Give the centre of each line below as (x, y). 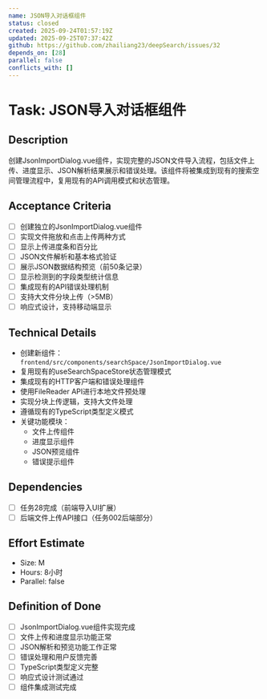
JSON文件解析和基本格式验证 (69, 257)
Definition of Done (55, 606)
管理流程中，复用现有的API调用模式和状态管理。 (95, 180)
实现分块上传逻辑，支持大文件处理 (76, 401)
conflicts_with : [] (41, 68)
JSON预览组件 (56, 451)
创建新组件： (41, 353)
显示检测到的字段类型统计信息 (69, 277)
